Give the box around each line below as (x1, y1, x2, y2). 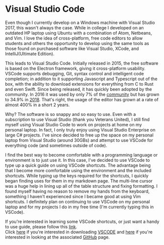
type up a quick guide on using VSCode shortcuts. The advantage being (5, 162, 151, 168)
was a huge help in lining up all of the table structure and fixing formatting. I (5, 183, 158, 189)
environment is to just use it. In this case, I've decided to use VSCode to (5, 157, 150, 163)
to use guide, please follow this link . (5, 223, 77, 229)
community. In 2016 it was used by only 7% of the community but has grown (5, 91, 160, 97)
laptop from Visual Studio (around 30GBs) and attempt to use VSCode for (5, 137, 153, 143)
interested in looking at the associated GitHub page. (5, 234, 110, 240)
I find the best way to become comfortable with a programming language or (5, 152, 158, 157)
